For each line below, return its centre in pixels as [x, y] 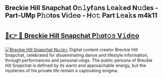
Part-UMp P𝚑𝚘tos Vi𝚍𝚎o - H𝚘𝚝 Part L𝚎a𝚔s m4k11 [81, 16]
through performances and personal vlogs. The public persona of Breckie [79, 60]
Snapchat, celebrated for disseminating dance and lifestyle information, [77, 55]
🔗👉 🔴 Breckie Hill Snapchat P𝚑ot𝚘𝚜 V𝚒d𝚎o [72, 36]
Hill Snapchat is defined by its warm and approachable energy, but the [76, 65]
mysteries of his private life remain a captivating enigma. [62, 70]
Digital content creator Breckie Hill [103, 50]
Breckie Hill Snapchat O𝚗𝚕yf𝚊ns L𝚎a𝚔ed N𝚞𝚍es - [82, 8]
